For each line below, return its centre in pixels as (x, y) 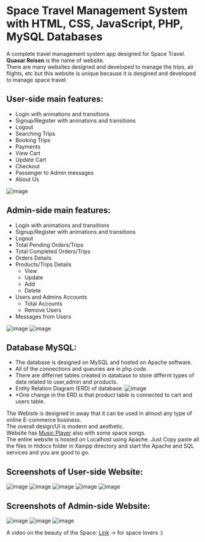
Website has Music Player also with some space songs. (76, 433)
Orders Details (33, 258)
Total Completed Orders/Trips (53, 251)
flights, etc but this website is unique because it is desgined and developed (101, 73)
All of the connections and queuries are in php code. (81, 369)
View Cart (28, 153)
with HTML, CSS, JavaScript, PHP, (95, 24)
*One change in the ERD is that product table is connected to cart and (104, 395)
